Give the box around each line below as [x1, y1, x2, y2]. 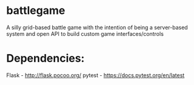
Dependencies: [6, 52, 85, 66]
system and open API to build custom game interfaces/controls [6, 30, 164, 37]
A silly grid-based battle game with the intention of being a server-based [6, 24, 188, 31]
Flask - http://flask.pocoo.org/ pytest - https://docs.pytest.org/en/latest [6, 71, 185, 79]
